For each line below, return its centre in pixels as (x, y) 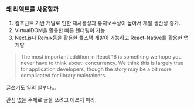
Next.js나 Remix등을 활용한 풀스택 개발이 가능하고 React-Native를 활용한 (98, 38)
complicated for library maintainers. (63, 76)
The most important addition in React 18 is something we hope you (101, 57)
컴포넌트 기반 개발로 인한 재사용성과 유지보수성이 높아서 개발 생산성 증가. (97, 23)
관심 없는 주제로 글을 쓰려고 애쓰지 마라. (51, 100)
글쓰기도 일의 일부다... (31, 88)
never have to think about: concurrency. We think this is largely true (102, 63)
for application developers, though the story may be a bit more (96, 69)
